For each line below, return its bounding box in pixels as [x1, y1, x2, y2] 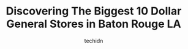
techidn [84, 37, 103, 44]
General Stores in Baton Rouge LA [6, 17, 182, 31]
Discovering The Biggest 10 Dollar [6, 4, 182, 18]
